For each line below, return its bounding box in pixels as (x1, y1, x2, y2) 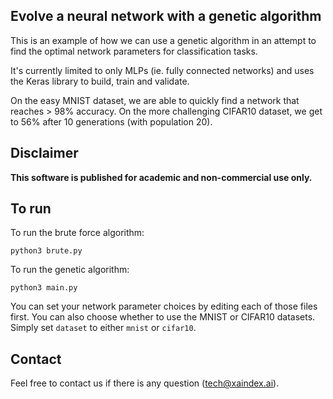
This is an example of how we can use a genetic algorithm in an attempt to (10, 34, 317, 46)
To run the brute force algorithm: (10, 227, 145, 239)
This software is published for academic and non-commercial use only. (10, 171, 313, 183)
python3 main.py (10, 283, 78, 293)
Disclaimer (10, 145, 79, 162)
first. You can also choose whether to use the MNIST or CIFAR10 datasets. (10, 311, 316, 323)
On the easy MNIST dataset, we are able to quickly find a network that (10, 94, 300, 106)
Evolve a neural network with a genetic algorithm (10, 8, 322, 25)
